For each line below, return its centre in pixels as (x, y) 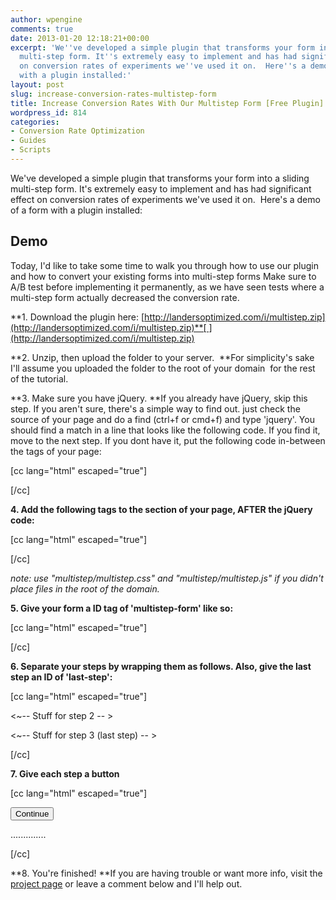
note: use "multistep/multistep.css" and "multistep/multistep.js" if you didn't (167, 578)
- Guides (28, 141)
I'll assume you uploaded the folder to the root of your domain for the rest (163, 368)
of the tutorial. (39, 378)
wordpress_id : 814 (48, 112)
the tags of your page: (56, 451)
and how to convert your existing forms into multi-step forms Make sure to (163, 276)
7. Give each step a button (65, 773)
